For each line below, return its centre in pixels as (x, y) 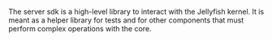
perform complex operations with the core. (80, 29)
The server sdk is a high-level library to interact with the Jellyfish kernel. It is (136, 12)
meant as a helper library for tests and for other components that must (126, 20)
